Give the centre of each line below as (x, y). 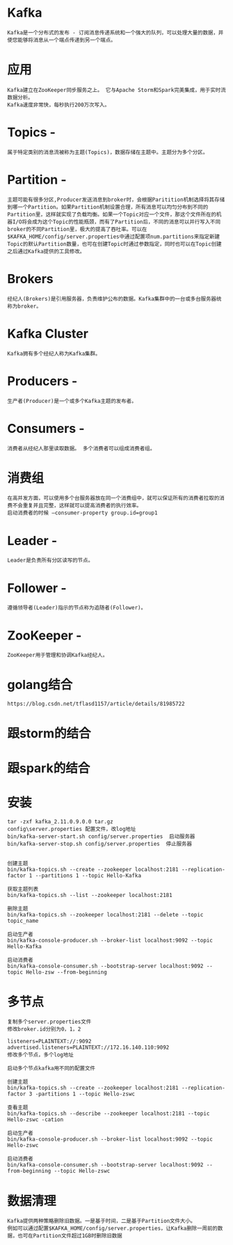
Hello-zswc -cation (35, 1120)
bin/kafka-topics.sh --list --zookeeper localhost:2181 (90, 895)
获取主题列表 (23, 889)
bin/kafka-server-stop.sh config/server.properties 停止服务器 (100, 843)
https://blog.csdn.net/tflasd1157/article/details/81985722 (96, 704)
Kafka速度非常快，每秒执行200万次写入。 (58, 105)
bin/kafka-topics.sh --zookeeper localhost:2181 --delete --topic (105, 914)
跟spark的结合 (49, 768)
